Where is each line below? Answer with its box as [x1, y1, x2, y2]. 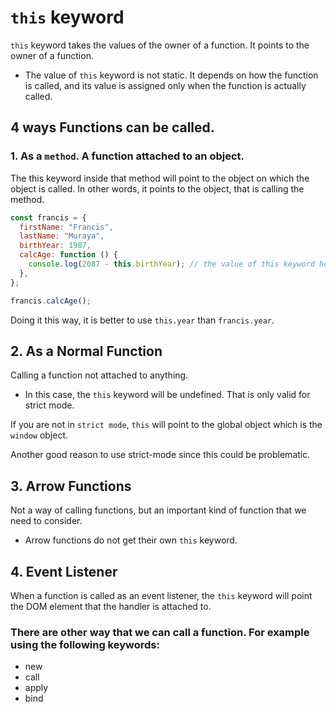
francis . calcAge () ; [10, 296, 92, 306]
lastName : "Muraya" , [19, 231, 105, 241]
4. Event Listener [10, 563, 118, 580]
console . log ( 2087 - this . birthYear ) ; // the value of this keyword [28, 259, 315, 269]
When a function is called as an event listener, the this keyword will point [10, 589, 313, 601]
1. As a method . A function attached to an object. [10, 149, 245, 163]
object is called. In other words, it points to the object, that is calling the [10, 182, 305, 195]
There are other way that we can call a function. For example [10, 625, 310, 639]
